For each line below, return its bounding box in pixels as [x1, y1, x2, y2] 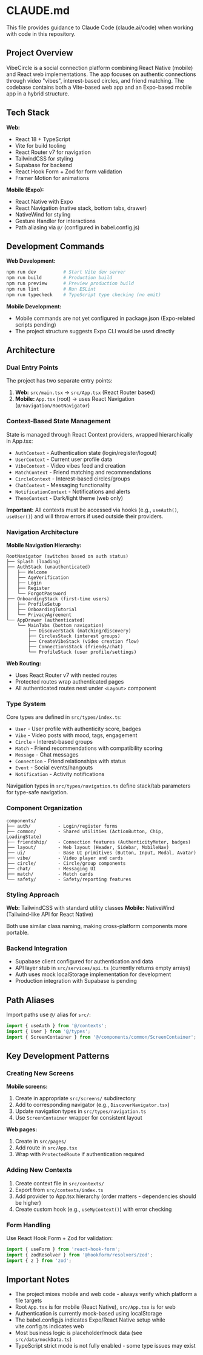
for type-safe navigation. [6, 789, 68, 796]
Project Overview [6, 48, 73, 58]
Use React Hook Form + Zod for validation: [6, 1234, 113, 1241]
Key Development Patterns [6, 1051, 110, 1061]
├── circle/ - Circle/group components [6, 860, 126, 867]
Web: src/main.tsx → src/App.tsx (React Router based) [15, 389, 156, 396]
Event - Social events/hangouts [15, 764, 93, 771]
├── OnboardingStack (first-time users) [6, 596, 110, 602]
